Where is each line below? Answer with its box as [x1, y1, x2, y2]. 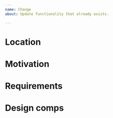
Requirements [5, 80, 63, 92]
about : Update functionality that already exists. [5, 12, 109, 16]
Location [5, 37, 41, 47]
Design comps [5, 103, 64, 114]
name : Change [5, 7, 31, 12]
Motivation [5, 58, 50, 69]
